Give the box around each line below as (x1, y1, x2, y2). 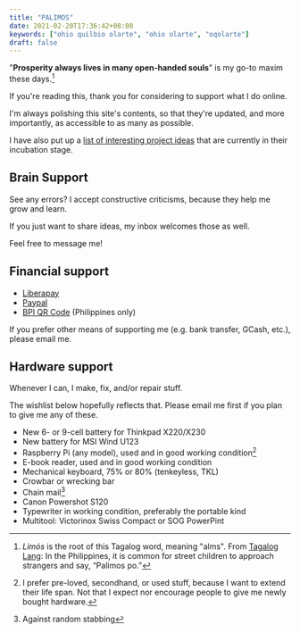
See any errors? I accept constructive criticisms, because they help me (9, 194, 271, 204)
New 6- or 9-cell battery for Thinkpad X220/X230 (21, 427, 206, 437)
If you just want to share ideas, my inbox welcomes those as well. (9, 221, 250, 231)
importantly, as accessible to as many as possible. (9, 117, 195, 128)
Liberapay (21, 287, 60, 298)
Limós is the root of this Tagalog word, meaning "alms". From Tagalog (21, 541, 279, 552)
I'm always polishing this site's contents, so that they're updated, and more (9, 108, 285, 119)
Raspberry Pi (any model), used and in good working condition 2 (21, 446, 257, 458)
